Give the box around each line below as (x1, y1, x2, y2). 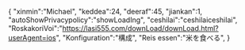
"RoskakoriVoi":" (8, 24, 63, 33)
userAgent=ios (8, 33, 57, 42)
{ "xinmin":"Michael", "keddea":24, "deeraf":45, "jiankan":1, (8, 7, 203, 16)
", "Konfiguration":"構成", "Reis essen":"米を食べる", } (56, 33, 231, 42)
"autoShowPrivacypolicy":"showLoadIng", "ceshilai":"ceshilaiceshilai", (8, 15, 238, 25)
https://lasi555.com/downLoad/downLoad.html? (62, 24, 220, 33)
